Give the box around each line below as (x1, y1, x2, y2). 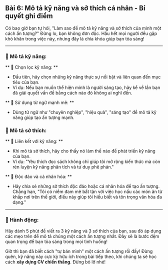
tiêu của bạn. (12, 79, 40, 85)
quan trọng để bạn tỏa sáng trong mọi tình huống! (5, 238, 108, 244)
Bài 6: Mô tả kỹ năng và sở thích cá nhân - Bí (5, 4, 145, 12)
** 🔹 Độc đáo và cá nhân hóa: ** (5, 173, 72, 179)
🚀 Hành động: (5, 216, 39, 223)
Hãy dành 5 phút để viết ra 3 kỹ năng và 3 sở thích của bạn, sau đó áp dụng (5, 227, 161, 234)
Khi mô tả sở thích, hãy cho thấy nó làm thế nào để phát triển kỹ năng (12, 148, 156, 154)
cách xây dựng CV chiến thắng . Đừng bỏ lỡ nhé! (5, 258, 106, 264)
